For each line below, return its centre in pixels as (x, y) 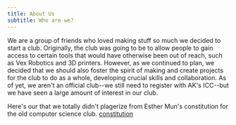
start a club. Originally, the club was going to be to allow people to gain (110, 48)
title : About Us (31, 14)
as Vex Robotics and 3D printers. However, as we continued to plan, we (111, 63)
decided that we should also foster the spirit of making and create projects (116, 70)
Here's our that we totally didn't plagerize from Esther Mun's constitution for (118, 106)
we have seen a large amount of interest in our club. (83, 93)
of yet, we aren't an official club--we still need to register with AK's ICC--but (118, 85)
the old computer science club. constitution (70, 114)
